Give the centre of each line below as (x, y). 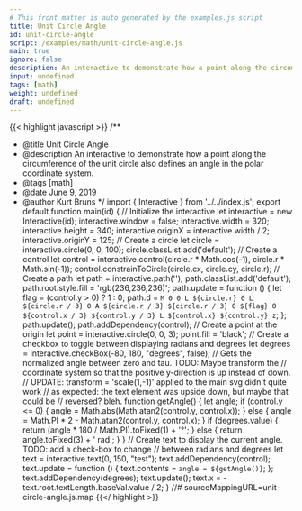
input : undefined (42, 77)
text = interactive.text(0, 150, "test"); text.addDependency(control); (147, 459)
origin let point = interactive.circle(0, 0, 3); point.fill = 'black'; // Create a (155, 334)
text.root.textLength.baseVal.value (86, 488)
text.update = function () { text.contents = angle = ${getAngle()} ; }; (148, 469)
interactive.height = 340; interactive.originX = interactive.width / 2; (146, 231)
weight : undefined (44, 93)
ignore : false (36, 59)
